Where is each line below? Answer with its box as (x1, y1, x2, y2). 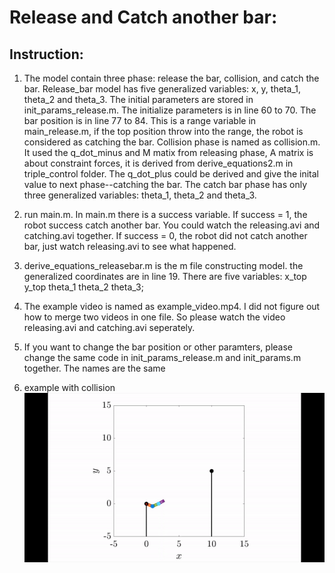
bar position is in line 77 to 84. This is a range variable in (23, 115, 257, 126)
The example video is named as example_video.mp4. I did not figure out (23, 301, 321, 312)
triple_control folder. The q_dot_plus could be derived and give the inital (23, 168, 319, 180)
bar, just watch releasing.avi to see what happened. (23, 241, 237, 252)
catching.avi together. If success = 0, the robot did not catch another (23, 230, 308, 241)
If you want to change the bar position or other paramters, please (23, 341, 294, 353)
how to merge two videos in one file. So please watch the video (23, 311, 286, 323)
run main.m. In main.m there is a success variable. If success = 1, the (23, 209, 308, 220)
